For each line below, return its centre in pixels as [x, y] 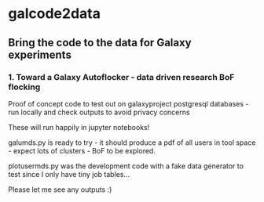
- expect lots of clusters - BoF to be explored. [82, 150]
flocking [24, 87]
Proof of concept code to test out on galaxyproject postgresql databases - [128, 103]
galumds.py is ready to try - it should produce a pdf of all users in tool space [132, 142]
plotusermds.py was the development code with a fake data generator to [126, 166]
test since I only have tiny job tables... [69, 174]
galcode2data [54, 14]
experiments [40, 54]
